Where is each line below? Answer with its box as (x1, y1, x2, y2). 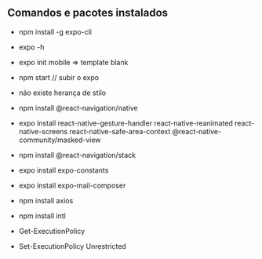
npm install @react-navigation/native (18, 103, 138, 112)
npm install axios (18, 195, 74, 205)
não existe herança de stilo (18, 88, 107, 97)
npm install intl (18, 211, 66, 221)
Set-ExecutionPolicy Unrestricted (18, 241, 126, 250)
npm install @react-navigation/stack (18, 150, 136, 159)
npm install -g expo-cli (18, 27, 92, 36)
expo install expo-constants (18, 165, 109, 175)
